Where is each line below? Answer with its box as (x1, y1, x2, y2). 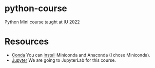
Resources (4, 36, 49, 47)
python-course (4, 3, 67, 14)
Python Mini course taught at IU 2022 (4, 19, 80, 25)
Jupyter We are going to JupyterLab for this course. (11, 57, 116, 63)
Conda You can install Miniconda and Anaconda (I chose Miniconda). (11, 52, 151, 58)
